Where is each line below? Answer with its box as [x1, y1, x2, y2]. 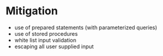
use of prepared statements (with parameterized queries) [14, 24, 158, 31]
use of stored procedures [14, 30, 78, 37]
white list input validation [14, 36, 77, 43]
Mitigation [5, 4, 58, 18]
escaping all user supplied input [14, 43, 94, 50]
